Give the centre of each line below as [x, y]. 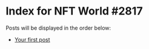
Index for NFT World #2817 [74, 11]
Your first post [32, 39]
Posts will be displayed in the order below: [58, 28]
